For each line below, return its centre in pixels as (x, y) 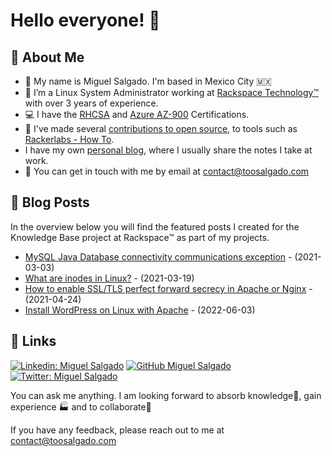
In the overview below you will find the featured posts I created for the (155, 226)
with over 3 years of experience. (91, 103)
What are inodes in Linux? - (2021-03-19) (109, 278)
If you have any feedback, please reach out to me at (117, 430)
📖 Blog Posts (50, 202)
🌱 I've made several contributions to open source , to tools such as (161, 128)
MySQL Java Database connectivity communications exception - (158, 256)
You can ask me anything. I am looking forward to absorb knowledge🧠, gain (166, 395)
